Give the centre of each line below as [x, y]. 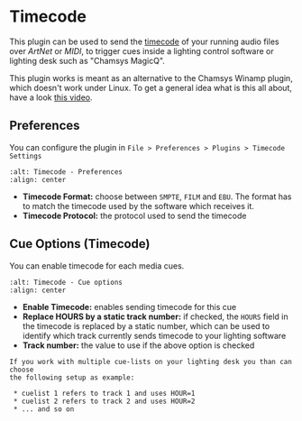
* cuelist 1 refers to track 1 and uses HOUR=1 [104, 393]
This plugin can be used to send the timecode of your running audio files [144, 41]
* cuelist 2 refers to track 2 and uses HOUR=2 [104, 401]
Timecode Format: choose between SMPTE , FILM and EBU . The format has [157, 197]
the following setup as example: [72, 377]
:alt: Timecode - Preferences [66, 172]
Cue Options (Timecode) [80, 244]
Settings [26, 156]
